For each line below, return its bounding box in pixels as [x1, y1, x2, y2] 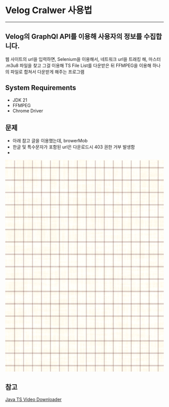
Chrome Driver [12, 108, 44, 114]
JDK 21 [12, 97, 28, 103]
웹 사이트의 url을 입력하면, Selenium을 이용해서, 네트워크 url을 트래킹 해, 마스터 [5, 56, 161, 62]
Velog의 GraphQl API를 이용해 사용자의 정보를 [5, 32, 142, 41]
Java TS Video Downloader [5, 396, 62, 402]
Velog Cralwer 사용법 [5, 5, 92, 16]
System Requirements [5, 84, 76, 92]
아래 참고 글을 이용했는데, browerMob [12, 138, 88, 144]
